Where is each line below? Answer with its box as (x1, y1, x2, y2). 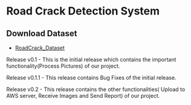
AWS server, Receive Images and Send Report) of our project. (6, 92, 160, 99)
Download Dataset (6, 28, 77, 39)
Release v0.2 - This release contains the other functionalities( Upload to (6, 86, 186, 93)
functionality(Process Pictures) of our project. (6, 62, 120, 69)
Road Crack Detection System (6, 4, 160, 18)
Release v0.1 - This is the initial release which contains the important (6, 56, 176, 63)
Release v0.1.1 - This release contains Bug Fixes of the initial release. (6, 74, 176, 81)
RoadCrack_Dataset (15, 44, 65, 51)
